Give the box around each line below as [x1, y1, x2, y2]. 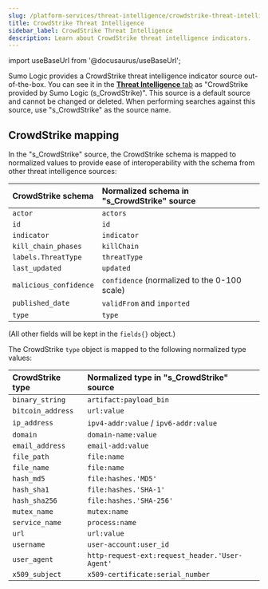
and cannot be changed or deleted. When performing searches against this [8, 97, 256, 106]
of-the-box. [8, 80, 46, 89]
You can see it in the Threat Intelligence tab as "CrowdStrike [47, 80, 249, 89]
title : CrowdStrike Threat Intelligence [8, 19, 145, 27]
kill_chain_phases [12, 242, 82, 251]
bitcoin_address [12, 406, 74, 416]
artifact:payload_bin [87, 396, 170, 405]
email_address [12, 441, 66, 451]
